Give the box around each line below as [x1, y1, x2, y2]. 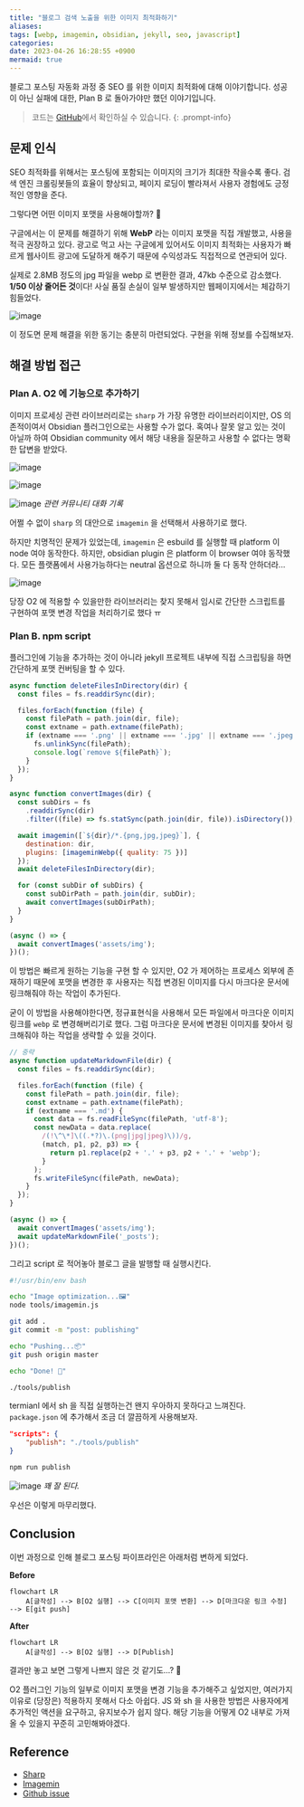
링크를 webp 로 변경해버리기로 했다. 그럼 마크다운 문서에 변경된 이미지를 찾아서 [9, 1019, 284, 1030]
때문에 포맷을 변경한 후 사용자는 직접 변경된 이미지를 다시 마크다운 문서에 [33, 976, 290, 987]
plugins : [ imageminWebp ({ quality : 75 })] [25, 848, 188, 857]
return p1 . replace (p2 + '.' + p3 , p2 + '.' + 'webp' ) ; [49, 1148, 261, 1157]
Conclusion [9, 1526, 76, 1542]
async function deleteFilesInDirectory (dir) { [9, 680, 188, 690]
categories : [9, 38, 54, 48]
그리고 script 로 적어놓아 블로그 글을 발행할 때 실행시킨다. [9, 1258, 212, 1269]
